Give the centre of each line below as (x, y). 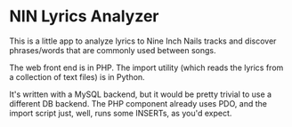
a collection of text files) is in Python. (77, 76)
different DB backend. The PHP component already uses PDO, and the (138, 103)
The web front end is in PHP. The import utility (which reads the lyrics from (146, 67)
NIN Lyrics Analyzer (84, 16)
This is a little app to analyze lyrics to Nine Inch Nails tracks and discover (143, 41)
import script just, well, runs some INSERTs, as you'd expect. (121, 113)
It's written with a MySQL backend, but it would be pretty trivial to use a (141, 94)
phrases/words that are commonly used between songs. (113, 50)
